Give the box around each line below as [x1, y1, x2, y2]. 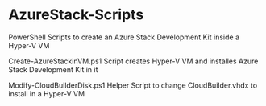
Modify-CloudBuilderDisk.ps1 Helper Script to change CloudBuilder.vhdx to [8, 80, 258, 90]
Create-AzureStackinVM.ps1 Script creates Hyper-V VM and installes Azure [8, 56, 259, 66]
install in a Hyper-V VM [8, 88, 85, 98]
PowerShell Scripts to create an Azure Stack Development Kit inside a [8, 32, 240, 42]
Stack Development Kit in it [8, 64, 98, 74]
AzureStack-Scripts [8, 6, 144, 24]
